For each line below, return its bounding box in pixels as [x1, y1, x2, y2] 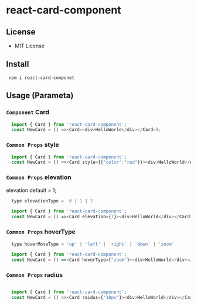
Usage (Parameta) [6, 91, 74, 101]
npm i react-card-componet [8, 74, 75, 81]
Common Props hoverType [6, 228, 76, 236]
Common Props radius [6, 271, 63, 279]
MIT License [14, 42, 45, 49]
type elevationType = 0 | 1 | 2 [11, 198, 93, 204]
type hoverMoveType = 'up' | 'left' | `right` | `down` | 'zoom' [11, 241, 175, 247]
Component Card [6, 108, 50, 116]
